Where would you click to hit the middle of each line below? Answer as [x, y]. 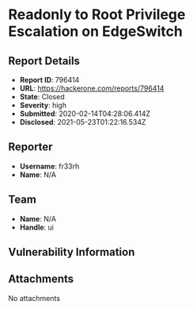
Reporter [30, 147]
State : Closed [42, 97]
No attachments [34, 298]
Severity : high [43, 105]
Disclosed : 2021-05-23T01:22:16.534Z [83, 122]
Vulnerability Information [72, 252]
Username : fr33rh [49, 166]
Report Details [44, 61]
